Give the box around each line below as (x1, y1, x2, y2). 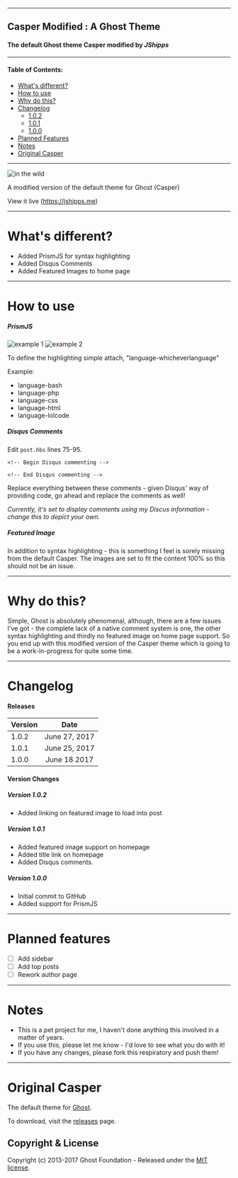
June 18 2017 (45, 755, 94, 765)
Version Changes (7, 774, 59, 783)
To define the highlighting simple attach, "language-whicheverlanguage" (7, 353, 220, 362)
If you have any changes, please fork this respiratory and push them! (17, 1048, 219, 1056)
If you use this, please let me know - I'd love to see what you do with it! (17, 1041, 225, 1049)
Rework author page (17, 970, 78, 978)
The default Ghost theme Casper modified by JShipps (7, 40, 169, 49)
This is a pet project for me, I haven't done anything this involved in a (17, 1025, 220, 1034)
